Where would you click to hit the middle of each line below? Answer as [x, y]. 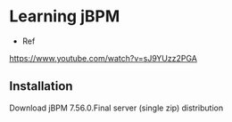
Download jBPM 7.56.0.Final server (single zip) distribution [116, 108]
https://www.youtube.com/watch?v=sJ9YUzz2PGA [104, 58]
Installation [41, 86]
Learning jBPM [65, 16]
